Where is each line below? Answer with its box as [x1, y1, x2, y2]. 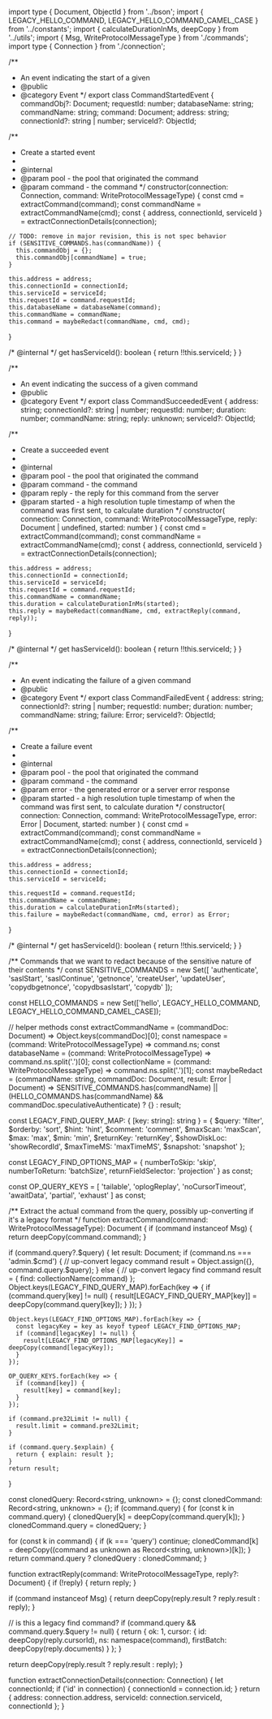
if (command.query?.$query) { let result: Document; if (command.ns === [8, 1248, 252, 1258]
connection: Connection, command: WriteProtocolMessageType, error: [19, 811, 257, 820]
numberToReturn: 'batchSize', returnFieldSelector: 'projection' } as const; [8, 1166, 253, 1176]
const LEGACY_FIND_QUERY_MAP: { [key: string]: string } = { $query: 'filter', [8, 1116, 264, 1125]
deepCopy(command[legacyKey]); [8, 1344, 114, 1352]
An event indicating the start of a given [19, 73, 150, 82]
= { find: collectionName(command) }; [8, 1274, 136, 1283]
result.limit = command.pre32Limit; [15, 1422, 140, 1430]
